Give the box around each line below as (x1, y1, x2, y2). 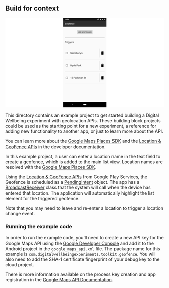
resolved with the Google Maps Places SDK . (5, 164, 97, 170)
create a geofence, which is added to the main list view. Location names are (5, 159, 163, 165)
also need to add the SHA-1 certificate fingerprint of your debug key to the (5, 256, 160, 262)
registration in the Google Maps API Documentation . (5, 276, 114, 282)
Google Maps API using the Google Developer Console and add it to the (5, 240, 154, 246)
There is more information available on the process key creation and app (5, 271, 156, 277)
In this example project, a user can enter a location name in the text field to (5, 154, 161, 160)
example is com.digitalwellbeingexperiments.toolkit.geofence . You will (5, 251, 156, 257)
